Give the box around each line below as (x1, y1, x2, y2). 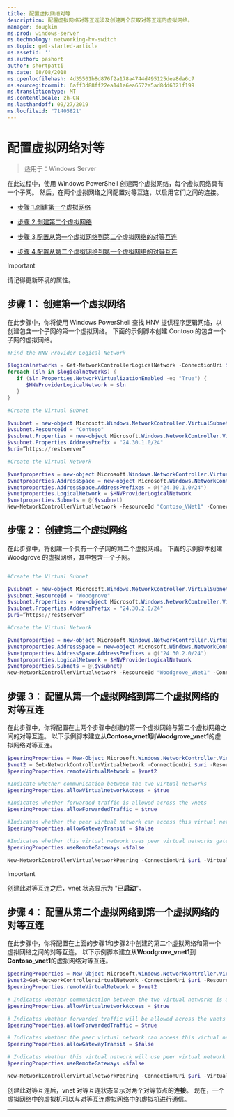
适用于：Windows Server (24, 164, 97, 173)
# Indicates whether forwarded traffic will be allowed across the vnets (7, 1015, 226, 1022)
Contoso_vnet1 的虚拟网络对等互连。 (7, 956, 112, 965)
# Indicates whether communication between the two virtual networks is (7, 996, 223, 1003)
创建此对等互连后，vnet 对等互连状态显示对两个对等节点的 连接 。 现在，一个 (7, 1086, 225, 1094)
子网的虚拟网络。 (7, 335, 56, 344)
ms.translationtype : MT (7, 88, 77, 95)
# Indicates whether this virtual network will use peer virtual (7, 1053, 201, 1060)
